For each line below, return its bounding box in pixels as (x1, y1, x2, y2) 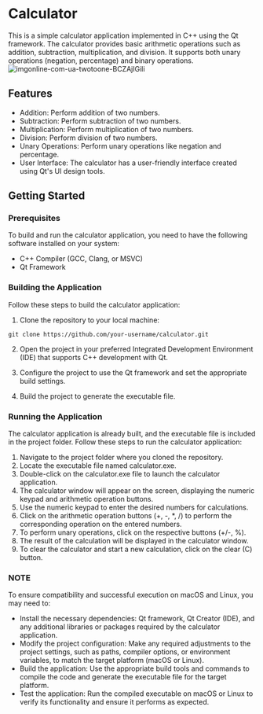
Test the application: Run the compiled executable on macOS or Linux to (19, 689, 254, 698)
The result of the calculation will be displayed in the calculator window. (19, 536, 249, 546)
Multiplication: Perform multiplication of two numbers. (19, 124, 194, 134)
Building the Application (8, 282, 102, 293)
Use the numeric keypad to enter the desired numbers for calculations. (19, 502, 249, 512)
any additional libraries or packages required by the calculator (19, 622, 221, 631)
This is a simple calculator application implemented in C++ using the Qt (8, 31, 239, 40)
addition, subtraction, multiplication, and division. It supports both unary (8, 47, 241, 57)
